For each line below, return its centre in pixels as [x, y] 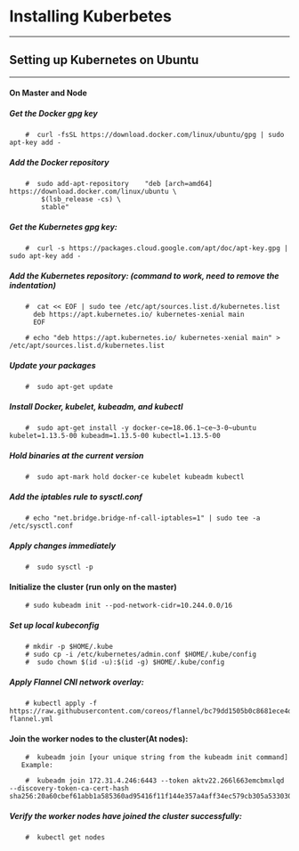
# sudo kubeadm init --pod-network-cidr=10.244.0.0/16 [129, 606]
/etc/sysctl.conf [41, 526]
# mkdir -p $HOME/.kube [69, 647]
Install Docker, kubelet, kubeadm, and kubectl [97, 406]
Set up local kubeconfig [54, 625]
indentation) [32, 285]
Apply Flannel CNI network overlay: [77, 682]
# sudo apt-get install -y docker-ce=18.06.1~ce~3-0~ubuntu [141, 428]
